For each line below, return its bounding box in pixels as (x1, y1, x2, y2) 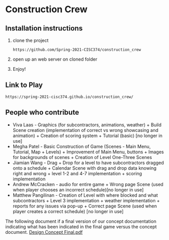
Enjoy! (12, 66, 26, 72)
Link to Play (5, 81, 43, 90)
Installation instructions (5, 24, 83, 33)
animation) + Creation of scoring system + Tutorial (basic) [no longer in (12, 132, 162, 139)
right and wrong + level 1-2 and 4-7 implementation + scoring (12, 170, 142, 176)
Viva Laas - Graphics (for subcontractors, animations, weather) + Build (12, 121, 162, 128)
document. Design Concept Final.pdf (5, 229, 83, 235)
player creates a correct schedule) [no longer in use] (12, 208, 124, 215)
